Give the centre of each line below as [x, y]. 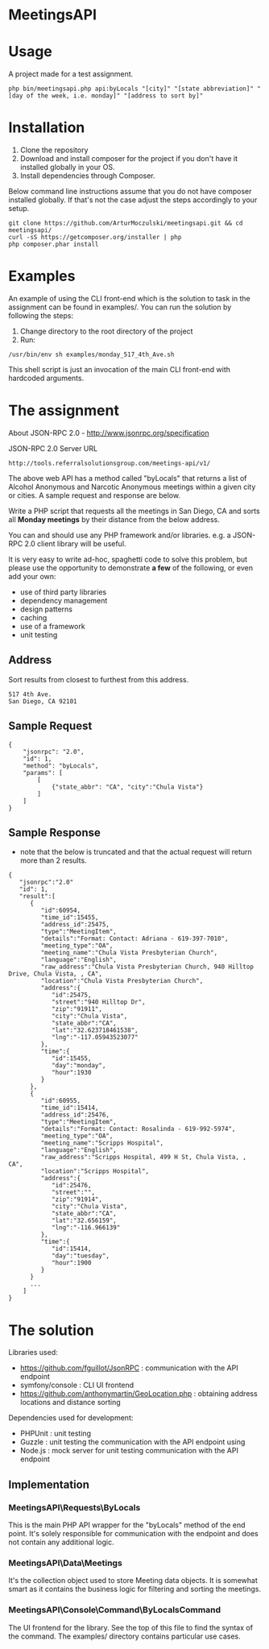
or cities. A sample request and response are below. [95, 495]
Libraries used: [33, 1353]
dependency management [64, 600]
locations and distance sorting [70, 1402]
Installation [47, 128]
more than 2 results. [53, 860]
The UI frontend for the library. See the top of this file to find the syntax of [131, 1627]
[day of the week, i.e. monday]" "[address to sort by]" [106, 96]
